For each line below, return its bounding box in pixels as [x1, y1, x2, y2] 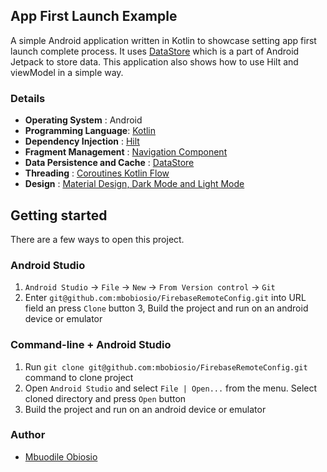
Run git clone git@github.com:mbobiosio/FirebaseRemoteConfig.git [24, 360, 308, 373]
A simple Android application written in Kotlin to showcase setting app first [10, 34, 317, 46]
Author [10, 428, 46, 442]
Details [10, 91, 46, 105]
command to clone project [24, 371, 134, 383]
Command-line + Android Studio [10, 338, 172, 352]
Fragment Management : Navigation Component [24, 146, 228, 158]
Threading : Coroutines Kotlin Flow [24, 167, 170, 179]
